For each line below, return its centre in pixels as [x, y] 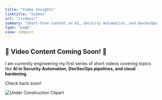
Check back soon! [23, 83]
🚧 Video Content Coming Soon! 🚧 [56, 52]
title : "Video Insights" [30, 9]
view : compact [19, 32]
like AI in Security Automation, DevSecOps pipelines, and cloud [70, 68]
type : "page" [18, 28]
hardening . [16, 74]
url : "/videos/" [21, 18]
